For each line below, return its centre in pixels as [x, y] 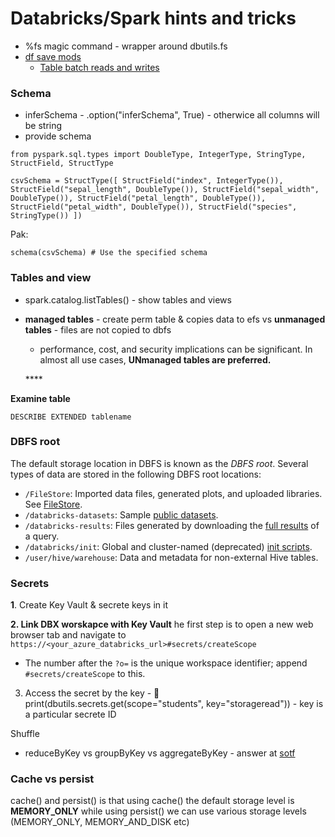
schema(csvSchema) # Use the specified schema [109, 253]
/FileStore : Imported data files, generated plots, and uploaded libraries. [173, 493]
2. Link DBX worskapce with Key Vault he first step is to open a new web [162, 624]
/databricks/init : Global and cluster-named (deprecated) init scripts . [168, 546]
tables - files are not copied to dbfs [98, 329]
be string [43, 126]
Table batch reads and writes [99, 67]
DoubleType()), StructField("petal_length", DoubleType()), [138, 198]
